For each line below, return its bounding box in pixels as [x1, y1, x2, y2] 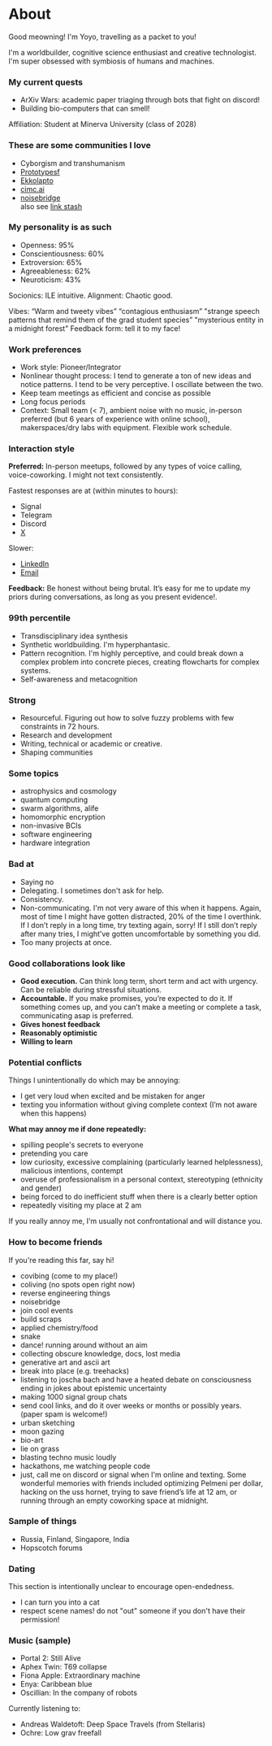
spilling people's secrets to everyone [19, 1140, 144, 1150]
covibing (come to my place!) [19, 1270, 119, 1281]
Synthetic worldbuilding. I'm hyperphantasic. [19, 639, 171, 649]
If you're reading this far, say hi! [8, 1255, 114, 1265]
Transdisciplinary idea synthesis [19, 631, 128, 641]
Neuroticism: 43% [19, 274, 81, 285]
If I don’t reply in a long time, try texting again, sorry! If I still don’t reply [19, 920, 257, 930]
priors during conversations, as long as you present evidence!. [8, 592, 218, 602]
